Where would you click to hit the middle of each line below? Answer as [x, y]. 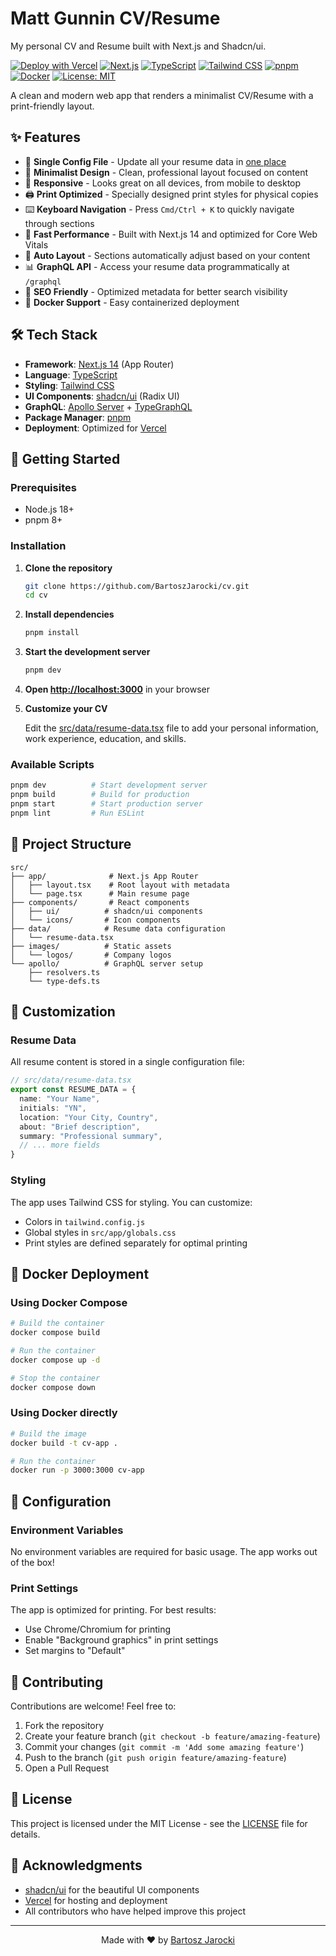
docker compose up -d [55, 1360]
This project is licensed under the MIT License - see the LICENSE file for [159, 1823]
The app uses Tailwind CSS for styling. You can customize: [131, 1202]
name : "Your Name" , [60, 1099]
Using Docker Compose [69, 1302]
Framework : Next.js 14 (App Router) [99, 364]
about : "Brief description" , [80, 1127]
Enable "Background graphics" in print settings [121, 1640]
